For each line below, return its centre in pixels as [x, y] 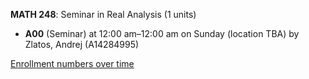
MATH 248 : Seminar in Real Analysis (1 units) [103, 14]
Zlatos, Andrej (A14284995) [82, 44]
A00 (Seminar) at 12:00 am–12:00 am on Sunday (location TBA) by [162, 33]
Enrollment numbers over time [72, 63]
